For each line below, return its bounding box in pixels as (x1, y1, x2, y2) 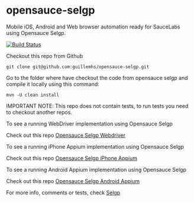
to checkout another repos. (6, 108, 73, 116)
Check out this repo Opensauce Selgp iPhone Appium (6, 155, 138, 162)
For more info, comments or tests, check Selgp (6, 189, 121, 196)
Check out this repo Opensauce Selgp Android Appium (6, 177, 140, 184)
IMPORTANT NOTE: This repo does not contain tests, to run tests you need (6, 102, 189, 110)
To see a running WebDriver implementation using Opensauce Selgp (6, 120, 173, 127)
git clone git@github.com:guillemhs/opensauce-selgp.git (6, 63, 150, 70)
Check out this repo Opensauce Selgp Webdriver (6, 132, 126, 139)
